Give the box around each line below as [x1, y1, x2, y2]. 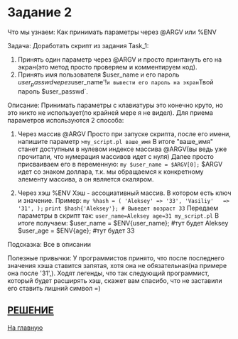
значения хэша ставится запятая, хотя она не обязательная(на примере [7, 261, 227, 269]
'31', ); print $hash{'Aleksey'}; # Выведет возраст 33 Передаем [17, 204, 219, 212]
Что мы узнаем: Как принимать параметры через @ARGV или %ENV [7, 28, 217, 36]
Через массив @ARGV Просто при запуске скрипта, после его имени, [17, 129, 231, 138]
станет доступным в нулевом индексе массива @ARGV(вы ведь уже [17, 145, 227, 153]
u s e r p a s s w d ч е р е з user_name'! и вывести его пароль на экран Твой [17, 77, 214, 88]
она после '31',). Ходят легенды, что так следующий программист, [7, 269, 210, 277]
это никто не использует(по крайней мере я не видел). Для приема [7, 108, 213, 117]
